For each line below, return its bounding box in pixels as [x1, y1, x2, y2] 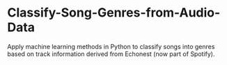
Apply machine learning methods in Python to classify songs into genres [7, 42, 215, 50]
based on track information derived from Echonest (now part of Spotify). [7, 50, 215, 58]
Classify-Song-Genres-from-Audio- [7, 5, 221, 21]
